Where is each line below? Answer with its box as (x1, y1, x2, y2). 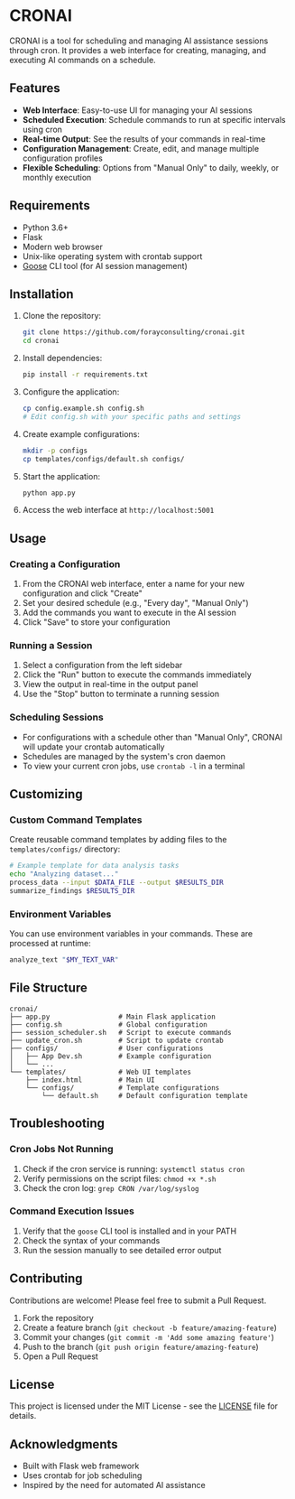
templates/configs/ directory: (9, 843, 121, 854)
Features (9, 80, 60, 96)
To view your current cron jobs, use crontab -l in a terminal (22, 760, 245, 771)
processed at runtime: (9, 938, 92, 949)
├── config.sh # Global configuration (9, 1020, 207, 1029)
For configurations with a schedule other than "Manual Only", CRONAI (22, 731, 282, 742)
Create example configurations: (22, 428, 140, 439)
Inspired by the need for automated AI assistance (22, 1480, 206, 1491)
